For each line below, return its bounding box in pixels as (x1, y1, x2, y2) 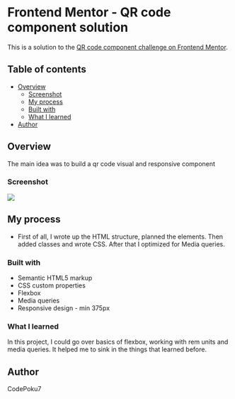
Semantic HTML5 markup (17, 273, 93, 282)
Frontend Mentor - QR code (7, 4, 171, 21)
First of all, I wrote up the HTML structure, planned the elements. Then (17, 232, 224, 241)
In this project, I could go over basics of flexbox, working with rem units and (7, 338, 229, 346)
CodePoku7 (7, 385, 42, 393)
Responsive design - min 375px (17, 303, 110, 312)
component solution (7, 19, 129, 35)
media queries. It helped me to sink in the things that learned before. (7, 345, 207, 354)
